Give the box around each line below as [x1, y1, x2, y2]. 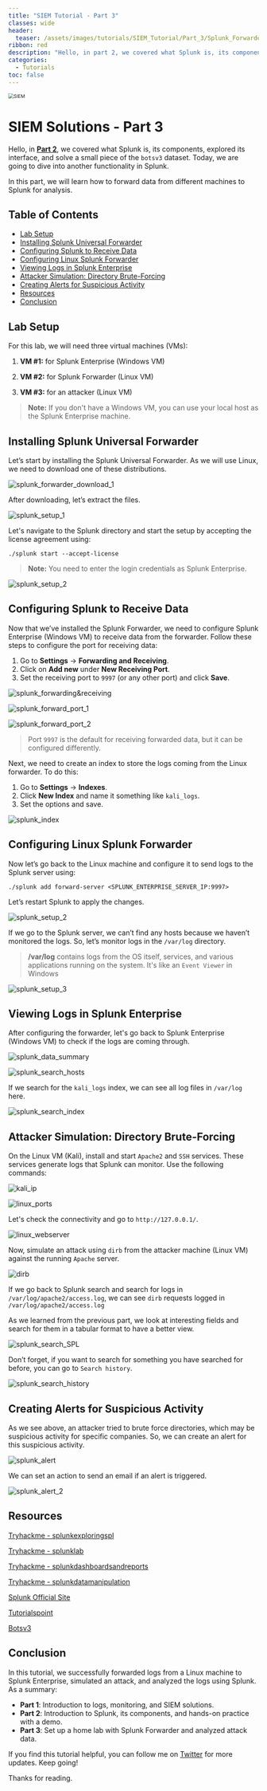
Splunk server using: [8, 867, 76, 877]
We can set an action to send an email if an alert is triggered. [8, 1471, 207, 1481]
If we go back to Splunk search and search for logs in [8, 1285, 184, 1294]
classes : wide [8, 19, 56, 27]
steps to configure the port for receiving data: [8, 640, 157, 650]
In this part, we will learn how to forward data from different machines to [8, 176, 245, 186]
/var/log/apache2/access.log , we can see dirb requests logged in [8, 1293, 225, 1303]
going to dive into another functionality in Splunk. [8, 161, 169, 171]
